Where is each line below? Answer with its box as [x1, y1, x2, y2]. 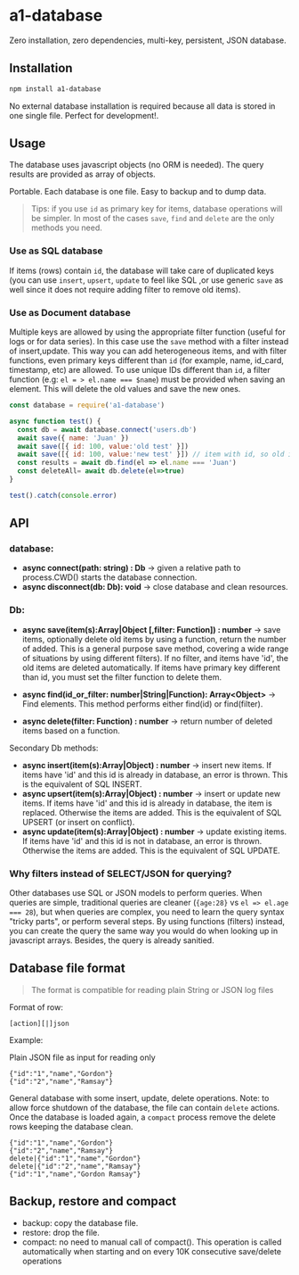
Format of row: [9, 1001, 64, 1013]
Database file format [9, 961, 126, 976]
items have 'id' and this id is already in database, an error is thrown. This [21, 769, 288, 780]
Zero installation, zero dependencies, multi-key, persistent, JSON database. [9, 35, 287, 46]
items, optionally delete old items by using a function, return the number [21, 633, 287, 644]
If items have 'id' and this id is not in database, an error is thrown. [21, 835, 263, 846]
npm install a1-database [9, 84, 101, 94]
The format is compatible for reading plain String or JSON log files [30, 984, 274, 995]
